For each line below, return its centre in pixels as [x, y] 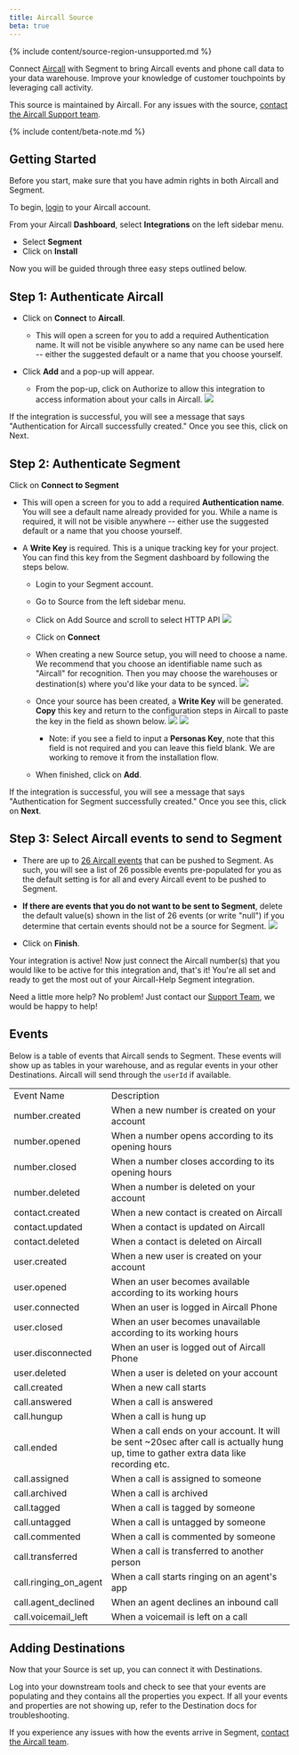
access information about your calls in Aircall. [119, 400]
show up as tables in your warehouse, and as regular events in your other [144, 1065]
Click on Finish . [51, 943]
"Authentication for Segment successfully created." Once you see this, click [148, 801]
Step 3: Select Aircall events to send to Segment [145, 839]
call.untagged [42, 1522]
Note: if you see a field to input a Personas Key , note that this [162, 738]
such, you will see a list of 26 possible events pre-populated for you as [152, 869]
